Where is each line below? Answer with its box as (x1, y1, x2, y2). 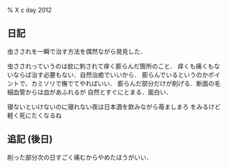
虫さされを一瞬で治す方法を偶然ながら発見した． (7, 47, 146, 55)
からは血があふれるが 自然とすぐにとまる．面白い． (25, 88, 173, 96)
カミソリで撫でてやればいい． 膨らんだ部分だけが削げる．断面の (30, 79, 215, 87)
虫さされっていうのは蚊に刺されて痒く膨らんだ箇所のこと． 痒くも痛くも (7, 62, 214, 70)
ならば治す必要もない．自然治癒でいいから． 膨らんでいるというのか (12, 71, 209, 79)
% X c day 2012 (7, 6, 52, 14)
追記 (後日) (7, 133, 53, 145)
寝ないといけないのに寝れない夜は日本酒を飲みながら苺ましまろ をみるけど (7, 102, 221, 111)
